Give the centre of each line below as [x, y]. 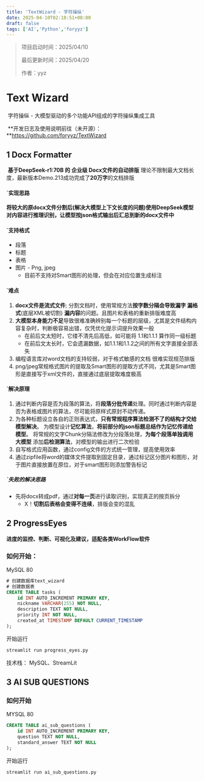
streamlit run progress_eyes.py [47, 650]
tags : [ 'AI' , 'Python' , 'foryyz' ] [47, 29]
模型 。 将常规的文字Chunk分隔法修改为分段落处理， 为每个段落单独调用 [104, 434]
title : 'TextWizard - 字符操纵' [46, 12]
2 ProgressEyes [37, 523]
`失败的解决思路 [26, 480]
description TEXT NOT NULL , [53, 609]
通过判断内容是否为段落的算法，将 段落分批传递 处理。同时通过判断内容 [103, 404]
